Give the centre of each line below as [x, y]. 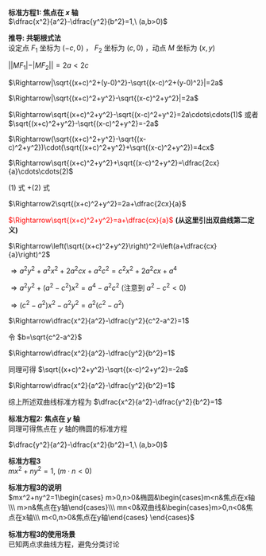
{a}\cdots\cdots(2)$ [41, 171]
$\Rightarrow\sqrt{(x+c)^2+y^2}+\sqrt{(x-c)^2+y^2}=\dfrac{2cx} [114, 162]
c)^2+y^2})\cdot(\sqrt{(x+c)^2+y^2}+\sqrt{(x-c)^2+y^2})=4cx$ [111, 147]
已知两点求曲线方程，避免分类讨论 [64, 544]
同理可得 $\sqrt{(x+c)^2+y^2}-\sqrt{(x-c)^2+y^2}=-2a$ [98, 369]
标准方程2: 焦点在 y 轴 [44, 418]
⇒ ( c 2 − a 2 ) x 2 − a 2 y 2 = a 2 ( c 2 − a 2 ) [67, 304]
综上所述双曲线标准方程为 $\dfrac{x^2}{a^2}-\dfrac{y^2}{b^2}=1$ [115, 401]
